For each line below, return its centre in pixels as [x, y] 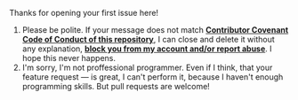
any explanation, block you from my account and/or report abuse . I [147, 49]
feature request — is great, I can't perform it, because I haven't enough [153, 77]
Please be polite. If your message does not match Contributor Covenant [155, 30]
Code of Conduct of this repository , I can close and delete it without [149, 39]
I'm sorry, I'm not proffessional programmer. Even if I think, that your [147, 67]
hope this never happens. [68, 58]
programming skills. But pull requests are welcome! [116, 86]
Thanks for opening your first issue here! [84, 13]
